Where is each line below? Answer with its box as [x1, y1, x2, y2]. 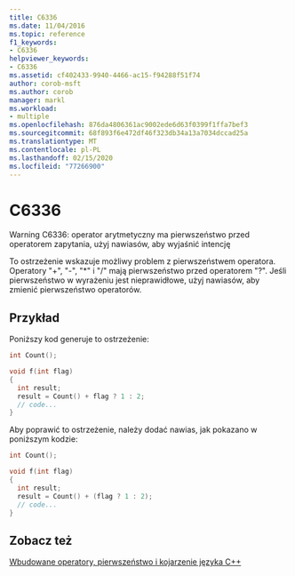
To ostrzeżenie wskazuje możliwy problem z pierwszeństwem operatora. [9, 256, 276, 267]
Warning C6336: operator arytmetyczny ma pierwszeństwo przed [9, 229, 251, 240]
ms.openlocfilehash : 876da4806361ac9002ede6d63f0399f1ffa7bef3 [9, 121, 249, 130]
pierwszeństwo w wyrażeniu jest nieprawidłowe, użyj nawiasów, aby [9, 275, 260, 285]
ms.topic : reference [9, 29, 86, 38]
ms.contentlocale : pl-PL [9, 145, 101, 154]
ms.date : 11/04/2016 [9, 21, 86, 30]
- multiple [9, 112, 50, 121]
